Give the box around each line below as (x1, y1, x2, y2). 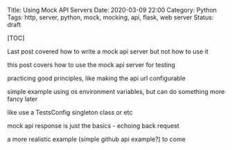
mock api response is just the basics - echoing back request (7, 122, 180, 130)
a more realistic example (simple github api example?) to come (7, 135, 186, 143)
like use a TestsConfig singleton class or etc (7, 109, 133, 116)
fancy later (7, 95, 38, 103)
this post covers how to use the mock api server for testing (7, 61, 175, 68)
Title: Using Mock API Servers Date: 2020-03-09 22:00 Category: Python (7, 6, 217, 14)
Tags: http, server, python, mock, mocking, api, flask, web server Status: (7, 13, 214, 21)
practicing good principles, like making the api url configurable (7, 74, 186, 82)
